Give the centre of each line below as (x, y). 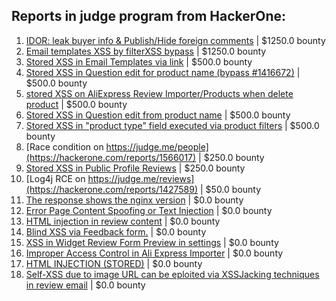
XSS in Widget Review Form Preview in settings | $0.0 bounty (152, 242)
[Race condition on (64, 146)
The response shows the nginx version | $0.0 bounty (134, 200)
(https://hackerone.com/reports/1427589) (112, 189)
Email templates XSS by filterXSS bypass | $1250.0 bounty (146, 51)
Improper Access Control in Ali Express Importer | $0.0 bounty (154, 253)
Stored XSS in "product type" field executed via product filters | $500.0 (172, 125)
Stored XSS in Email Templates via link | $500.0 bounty (139, 61)
